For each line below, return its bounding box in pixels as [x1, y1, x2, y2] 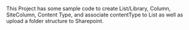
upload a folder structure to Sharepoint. [6, 18, 104, 24]
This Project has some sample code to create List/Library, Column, [6, 5, 171, 12]
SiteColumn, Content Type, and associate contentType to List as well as [6, 11, 184, 18]
